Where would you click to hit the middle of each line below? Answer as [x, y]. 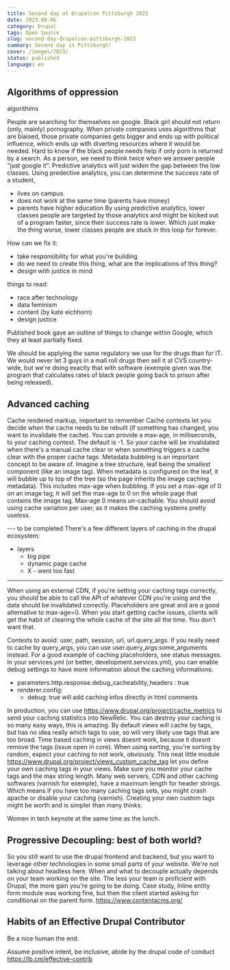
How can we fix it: [33, 243]
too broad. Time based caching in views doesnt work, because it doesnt [109, 740]
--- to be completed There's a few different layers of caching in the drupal [112, 529]
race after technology [48, 298]
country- [201, 361]
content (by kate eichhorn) [54, 312]
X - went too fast [51, 571]
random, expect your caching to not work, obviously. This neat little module [114, 754]
